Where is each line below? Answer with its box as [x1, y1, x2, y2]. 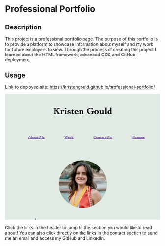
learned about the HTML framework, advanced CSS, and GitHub [5, 52, 136, 57]
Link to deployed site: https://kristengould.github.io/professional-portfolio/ [5, 84, 156, 90]
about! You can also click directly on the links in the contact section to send [5, 230, 158, 236]
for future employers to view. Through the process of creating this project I [5, 47, 156, 52]
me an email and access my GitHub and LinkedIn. [5, 235, 105, 241]
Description [5, 23, 42, 31]
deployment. [5, 57, 30, 62]
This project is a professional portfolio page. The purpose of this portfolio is [5, 36, 158, 42]
